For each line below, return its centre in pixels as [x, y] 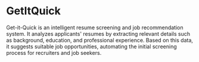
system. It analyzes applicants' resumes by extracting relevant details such [98, 33]
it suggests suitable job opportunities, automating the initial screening [91, 46]
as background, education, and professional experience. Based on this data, [100, 40]
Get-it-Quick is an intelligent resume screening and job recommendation [95, 27]
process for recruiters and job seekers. [54, 52]
